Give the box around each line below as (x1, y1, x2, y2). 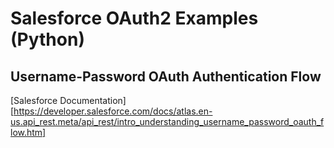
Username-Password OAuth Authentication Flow (10, 68, 322, 85)
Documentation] (59, 95, 127, 106)
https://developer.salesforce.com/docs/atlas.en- (13, 105, 213, 117)
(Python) (10, 28, 85, 51)
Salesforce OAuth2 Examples (10, 7, 259, 30)
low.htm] (10, 127, 47, 138)
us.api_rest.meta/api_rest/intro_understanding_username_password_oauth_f (10, 116, 325, 127)
